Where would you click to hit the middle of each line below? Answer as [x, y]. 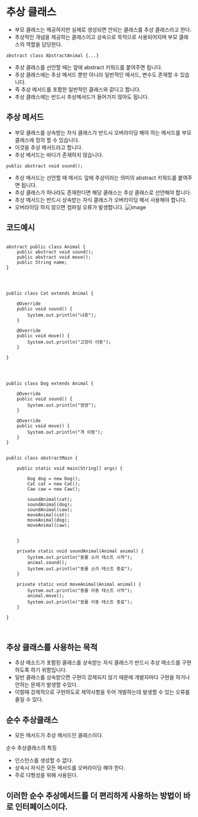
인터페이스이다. [41, 807]
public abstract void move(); [54, 257]
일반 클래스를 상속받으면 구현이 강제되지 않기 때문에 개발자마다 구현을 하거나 [102, 678]
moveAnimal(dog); [48, 520]
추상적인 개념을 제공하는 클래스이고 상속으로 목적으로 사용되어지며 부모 [96, 37]
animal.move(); [46, 595]
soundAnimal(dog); [50, 504]
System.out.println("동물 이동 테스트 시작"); [80, 590]
